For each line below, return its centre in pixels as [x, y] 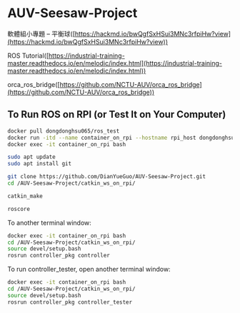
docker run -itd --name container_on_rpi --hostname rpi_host [102, 138]
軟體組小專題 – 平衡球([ [41, 34]
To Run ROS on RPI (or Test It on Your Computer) [117, 114]
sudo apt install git [40, 164]
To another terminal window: [49, 222]
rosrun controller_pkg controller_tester [70, 302]
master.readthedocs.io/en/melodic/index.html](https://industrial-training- [115, 63]
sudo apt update [31, 157]
